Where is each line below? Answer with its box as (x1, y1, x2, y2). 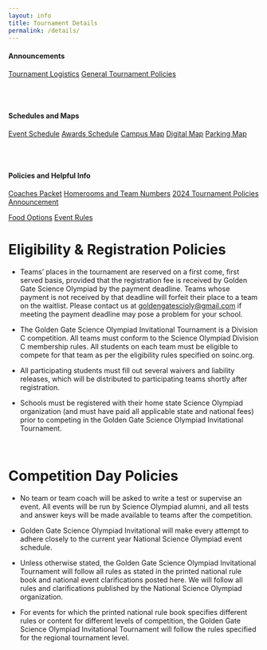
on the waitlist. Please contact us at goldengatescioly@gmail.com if (19, 301, 242, 310)
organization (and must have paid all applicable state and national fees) (19, 406, 254, 416)
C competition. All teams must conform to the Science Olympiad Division (19, 333, 259, 343)
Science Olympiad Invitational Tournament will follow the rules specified (19, 624, 257, 634)
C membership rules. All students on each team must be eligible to (19, 341, 238, 351)
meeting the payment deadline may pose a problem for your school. (19, 309, 243, 319)
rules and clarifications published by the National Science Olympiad (19, 583, 242, 593)
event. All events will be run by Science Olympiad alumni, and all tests (19, 502, 249, 511)
